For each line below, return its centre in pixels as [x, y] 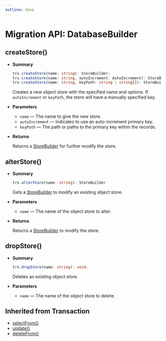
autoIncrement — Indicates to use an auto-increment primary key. [86, 122]
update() [21, 328]
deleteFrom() [26, 334]
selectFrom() [25, 323]
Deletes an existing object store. [45, 276]
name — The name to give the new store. [60, 116]
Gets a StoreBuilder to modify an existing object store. [67, 192]
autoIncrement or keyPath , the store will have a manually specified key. [84, 97]
